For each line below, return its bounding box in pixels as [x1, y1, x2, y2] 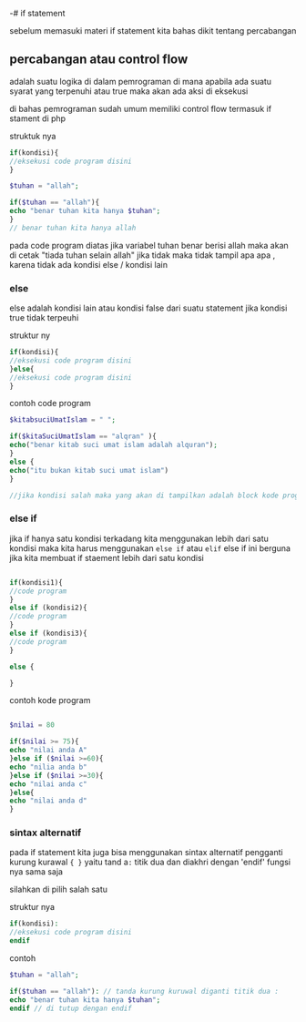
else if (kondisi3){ [9, 629, 88, 639]
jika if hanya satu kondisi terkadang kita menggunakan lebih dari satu [9, 533, 269, 544]
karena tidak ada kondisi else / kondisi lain [9, 259, 168, 270]
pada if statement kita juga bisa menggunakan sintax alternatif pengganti [9, 847, 284, 858]
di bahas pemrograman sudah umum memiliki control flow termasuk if [9, 103, 271, 114]
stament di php [9, 113, 66, 124]
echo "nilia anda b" [9, 762, 88, 772]
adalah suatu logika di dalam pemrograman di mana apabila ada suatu [9, 76, 271, 87]
